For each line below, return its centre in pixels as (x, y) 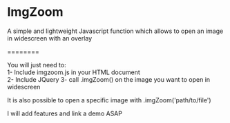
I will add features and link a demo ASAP (65, 113)
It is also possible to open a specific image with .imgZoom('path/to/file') (109, 100)
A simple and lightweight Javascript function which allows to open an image (115, 31)
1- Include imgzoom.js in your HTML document (74, 72)
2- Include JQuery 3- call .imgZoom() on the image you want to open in (109, 79)
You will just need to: (37, 65)
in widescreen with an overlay (50, 38)
